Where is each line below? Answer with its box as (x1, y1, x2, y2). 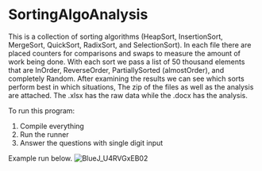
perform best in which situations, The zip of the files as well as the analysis (8, 82, 254, 92)
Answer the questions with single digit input (19, 138, 164, 147)
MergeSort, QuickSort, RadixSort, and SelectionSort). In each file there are (8, 40, 252, 49)
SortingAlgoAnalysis (8, 6, 148, 24)
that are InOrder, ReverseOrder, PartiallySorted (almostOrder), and (8, 65, 225, 74)
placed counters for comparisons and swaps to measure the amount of (8, 48, 241, 58)
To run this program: (8, 105, 75, 116)
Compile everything (19, 121, 85, 131)
